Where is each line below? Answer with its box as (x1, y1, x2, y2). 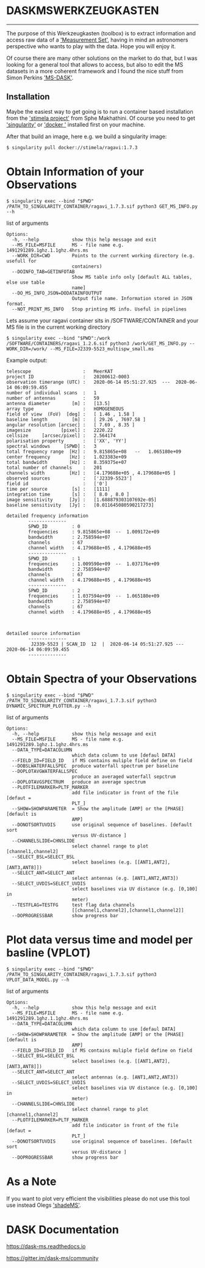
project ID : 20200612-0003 (6, 373, 130, 379)
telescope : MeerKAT (6, 368, 113, 375)
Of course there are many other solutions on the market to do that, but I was (6, 54, 198, 62)
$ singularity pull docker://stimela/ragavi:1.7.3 (6, 144, 138, 150)
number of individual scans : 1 (6, 389, 97, 396)
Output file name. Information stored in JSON (71, 295, 192, 301)
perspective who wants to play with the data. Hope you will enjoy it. (6, 42, 176, 49)
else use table (6, 279, 45, 285)
